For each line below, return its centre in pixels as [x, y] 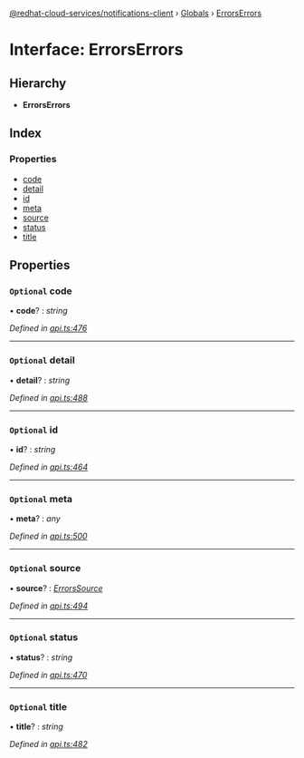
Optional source [45, 568]
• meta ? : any [35, 519]
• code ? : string [38, 311]
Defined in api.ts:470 [48, 675]
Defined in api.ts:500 [48, 536]
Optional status [44, 637]
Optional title [38, 706]
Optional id [34, 430]
